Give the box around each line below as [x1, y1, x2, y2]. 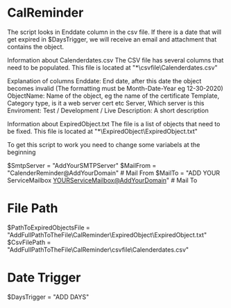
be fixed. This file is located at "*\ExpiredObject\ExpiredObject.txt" [7, 127, 198, 135]
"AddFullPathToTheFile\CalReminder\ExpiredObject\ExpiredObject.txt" [7, 230, 207, 239]
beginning [7, 148, 36, 156]
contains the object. [7, 42, 65, 51]
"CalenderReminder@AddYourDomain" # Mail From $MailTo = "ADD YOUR [7, 169, 221, 177]
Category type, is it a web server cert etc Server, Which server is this [7, 99, 205, 107]
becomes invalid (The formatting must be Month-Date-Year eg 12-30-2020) [7, 84, 223, 92]
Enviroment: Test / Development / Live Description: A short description [7, 106, 209, 114]
